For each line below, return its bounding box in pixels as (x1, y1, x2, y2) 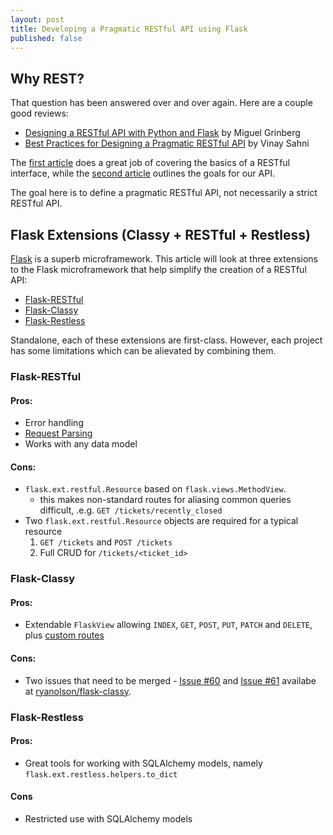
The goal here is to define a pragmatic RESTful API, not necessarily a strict (10, 187, 318, 199)
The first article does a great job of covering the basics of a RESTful (10, 157, 290, 169)
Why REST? (10, 70, 85, 87)
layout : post (10, 14, 65, 25)
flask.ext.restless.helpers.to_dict (24, 769, 178, 780)
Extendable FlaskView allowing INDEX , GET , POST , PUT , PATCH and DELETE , (24, 619, 313, 631)
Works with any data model (24, 438, 138, 450)
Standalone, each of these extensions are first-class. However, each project (10, 334, 323, 346)
